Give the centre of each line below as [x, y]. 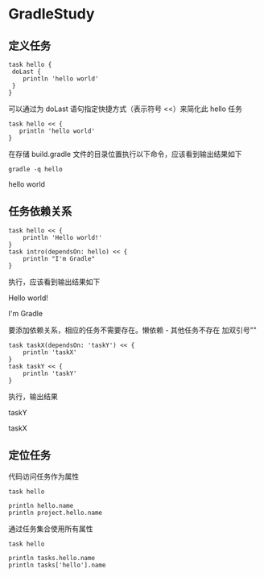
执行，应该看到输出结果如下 [54, 282]
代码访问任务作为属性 [43, 476]
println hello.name [41, 505]
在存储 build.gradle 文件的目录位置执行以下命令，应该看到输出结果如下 [125, 154]
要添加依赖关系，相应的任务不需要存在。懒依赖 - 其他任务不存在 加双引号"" [133, 330]
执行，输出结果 [33, 396]
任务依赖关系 [40, 211]
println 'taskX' [50, 352]
